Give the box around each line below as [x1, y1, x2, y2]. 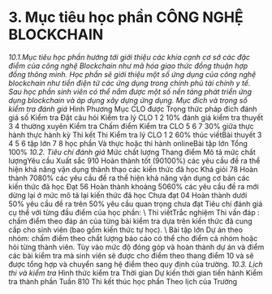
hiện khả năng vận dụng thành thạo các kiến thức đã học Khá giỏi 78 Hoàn [8, 164, 258, 174]
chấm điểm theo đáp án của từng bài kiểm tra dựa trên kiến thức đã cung [8, 216, 253, 226]
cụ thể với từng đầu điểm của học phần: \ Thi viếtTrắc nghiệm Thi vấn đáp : [8, 207, 260, 217]
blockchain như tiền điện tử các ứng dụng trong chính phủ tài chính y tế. [8, 78, 251, 88]
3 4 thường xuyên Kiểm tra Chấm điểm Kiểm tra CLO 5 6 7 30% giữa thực [8, 121, 254, 131]
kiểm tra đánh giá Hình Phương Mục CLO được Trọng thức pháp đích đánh [8, 104, 257, 114]
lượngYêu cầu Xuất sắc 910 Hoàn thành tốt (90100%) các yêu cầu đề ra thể [8, 155, 261, 166]
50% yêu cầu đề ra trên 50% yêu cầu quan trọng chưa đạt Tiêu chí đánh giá [8, 199, 263, 209]
